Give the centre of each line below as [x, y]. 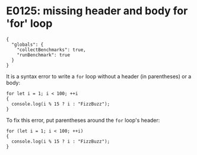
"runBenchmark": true [43, 55]
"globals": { [28, 45]
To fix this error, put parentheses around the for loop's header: [83, 120]
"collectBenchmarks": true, [51, 50]
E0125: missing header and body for [97, 11]
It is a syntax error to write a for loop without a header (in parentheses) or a [99, 76]
